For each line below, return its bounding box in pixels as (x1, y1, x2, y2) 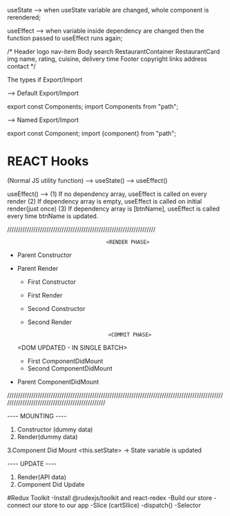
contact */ (7, 62, 36, 70)
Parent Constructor (17, 251, 73, 259)
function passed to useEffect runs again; (7, 34, 123, 42)
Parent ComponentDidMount (17, 377, 99, 386)
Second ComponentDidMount (27, 364, 113, 373)
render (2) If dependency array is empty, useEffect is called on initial (7, 197, 202, 205)
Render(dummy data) (17, 432, 78, 441)
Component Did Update (17, 480, 85, 488)
